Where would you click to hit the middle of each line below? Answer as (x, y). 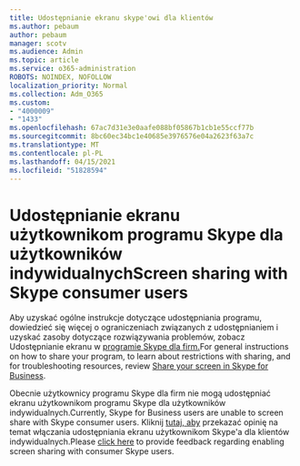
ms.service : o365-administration (73, 69)
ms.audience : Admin (46, 52)
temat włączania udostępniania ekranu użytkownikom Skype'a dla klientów (150, 432)
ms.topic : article (44, 60)
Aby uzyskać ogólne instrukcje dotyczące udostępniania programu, (135, 318)
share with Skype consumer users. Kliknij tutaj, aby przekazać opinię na (144, 422)
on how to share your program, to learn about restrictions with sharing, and (150, 357)
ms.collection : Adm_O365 (56, 94)
